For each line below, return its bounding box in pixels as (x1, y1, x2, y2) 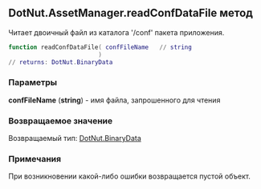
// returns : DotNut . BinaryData (8, 58, 113, 66)
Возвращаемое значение (8, 115, 113, 127)
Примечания (8, 153, 62, 164)
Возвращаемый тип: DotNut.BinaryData (8, 134, 142, 143)
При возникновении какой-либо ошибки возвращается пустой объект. (8, 171, 251, 181)
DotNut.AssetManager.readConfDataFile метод (8, 6, 253, 20)
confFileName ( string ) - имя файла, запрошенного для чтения (8, 95, 221, 105)
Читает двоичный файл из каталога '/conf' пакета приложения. (8, 27, 225, 37)
